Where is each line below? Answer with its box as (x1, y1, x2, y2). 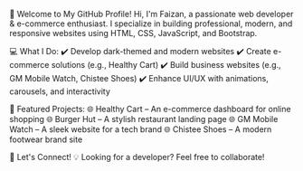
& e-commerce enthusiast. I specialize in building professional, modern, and (9, 18, 293, 29)
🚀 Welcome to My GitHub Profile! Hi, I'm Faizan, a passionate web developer (9, 9, 294, 19)
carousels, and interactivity (9, 86, 111, 97)
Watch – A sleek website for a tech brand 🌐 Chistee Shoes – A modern (9, 124, 272, 135)
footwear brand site (9, 134, 83, 145)
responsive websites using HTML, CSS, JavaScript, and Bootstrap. (9, 28, 258, 38)
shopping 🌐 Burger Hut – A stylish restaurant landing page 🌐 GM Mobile (9, 114, 279, 124)
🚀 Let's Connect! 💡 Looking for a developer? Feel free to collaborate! (9, 152, 265, 162)
